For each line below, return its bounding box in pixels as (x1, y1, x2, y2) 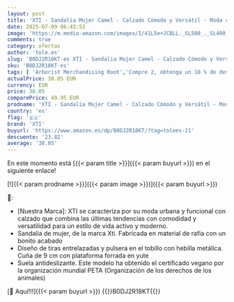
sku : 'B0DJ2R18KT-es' (7, 62, 70, 69)
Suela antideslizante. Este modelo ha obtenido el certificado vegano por (17, 259, 224, 267)
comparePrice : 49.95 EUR (7, 95, 79, 102)
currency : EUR (7, 82, 49, 89)
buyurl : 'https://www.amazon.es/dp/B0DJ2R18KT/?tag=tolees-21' (7, 127, 195, 134)
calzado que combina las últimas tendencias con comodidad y (17, 214, 197, 223)
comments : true (7, 36, 52, 43)
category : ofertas (7, 43, 61, 50)
